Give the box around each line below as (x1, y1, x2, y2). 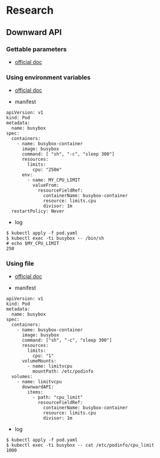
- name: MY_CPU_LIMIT (27, 177, 81, 183)
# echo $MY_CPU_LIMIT (6, 241, 60, 247)
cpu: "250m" (32, 167, 62, 173)
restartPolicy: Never (11, 208, 65, 214)
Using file (6, 259, 34, 268)
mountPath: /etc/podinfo (32, 368, 94, 374)
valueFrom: (32, 182, 60, 189)
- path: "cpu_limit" (32, 395, 83, 400)
